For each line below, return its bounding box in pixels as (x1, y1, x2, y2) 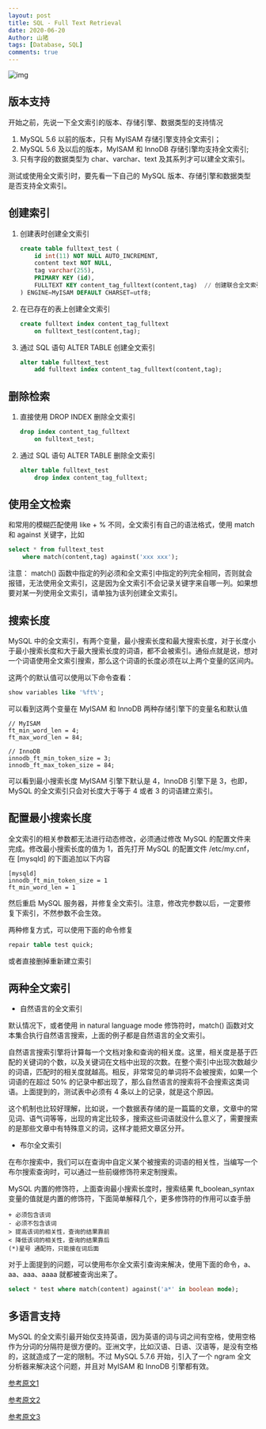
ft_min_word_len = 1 (8, 884, 77, 891)
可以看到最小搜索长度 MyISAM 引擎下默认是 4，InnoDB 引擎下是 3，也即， (8, 776, 252, 785)
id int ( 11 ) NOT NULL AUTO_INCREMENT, (34, 252, 159, 260)
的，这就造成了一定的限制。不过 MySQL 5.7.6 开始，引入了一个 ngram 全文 (8, 1351, 252, 1361)
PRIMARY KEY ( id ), (34, 274, 95, 282)
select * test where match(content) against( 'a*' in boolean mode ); (8, 1286, 239, 1294)
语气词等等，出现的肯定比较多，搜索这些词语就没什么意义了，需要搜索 (28, 1114, 258, 1123)
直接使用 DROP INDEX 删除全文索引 (19, 412, 136, 422)
